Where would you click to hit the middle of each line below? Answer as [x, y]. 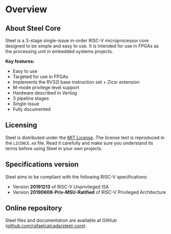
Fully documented [32, 109]
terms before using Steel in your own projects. [54, 148]
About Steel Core [33, 28]
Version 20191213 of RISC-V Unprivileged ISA [61, 186]
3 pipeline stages [31, 98]
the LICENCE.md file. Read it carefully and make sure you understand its [79, 143]
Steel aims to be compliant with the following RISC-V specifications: [77, 177]
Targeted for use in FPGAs [40, 77]
